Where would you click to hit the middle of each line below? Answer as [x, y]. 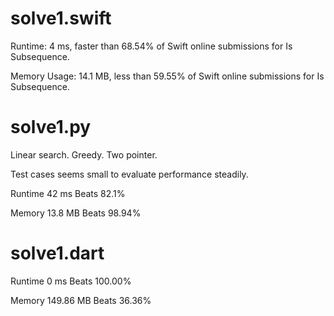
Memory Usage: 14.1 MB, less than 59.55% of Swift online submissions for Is [167, 76]
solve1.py [51, 127]
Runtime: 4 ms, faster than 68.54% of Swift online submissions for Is [151, 46]
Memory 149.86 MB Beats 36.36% [81, 300]
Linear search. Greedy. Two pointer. [84, 154]
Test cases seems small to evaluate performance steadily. [129, 174]
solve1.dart [57, 253]
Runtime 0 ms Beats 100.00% [71, 281]
